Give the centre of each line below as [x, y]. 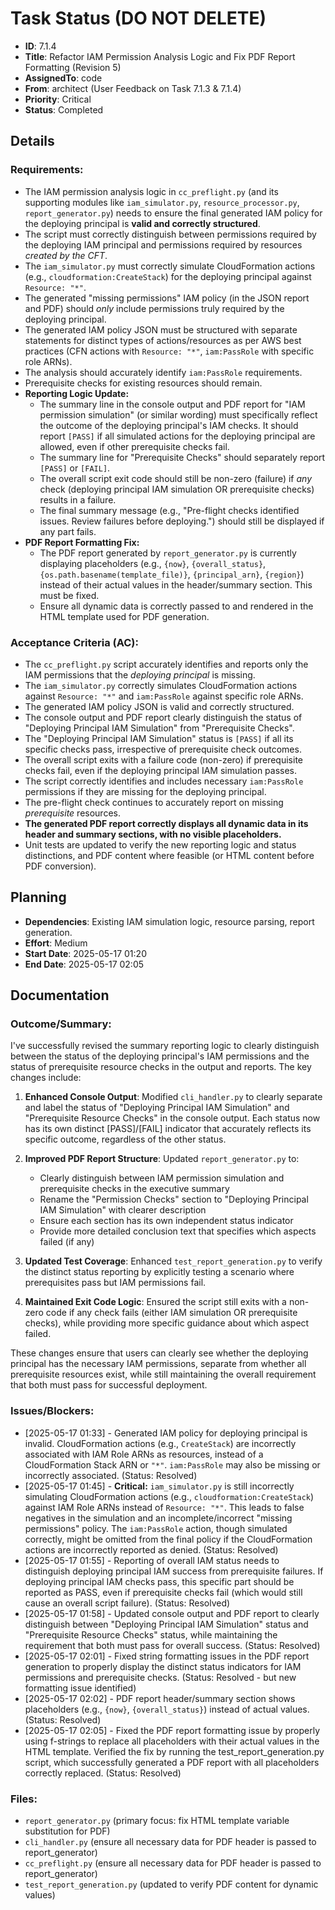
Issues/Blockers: [52, 1411]
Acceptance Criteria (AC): [74, 642]
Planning [38, 897]
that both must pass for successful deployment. [109, 1385]
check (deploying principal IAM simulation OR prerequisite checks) [177, 489]
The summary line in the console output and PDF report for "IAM [172, 404]
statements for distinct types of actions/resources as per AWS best [163, 340]
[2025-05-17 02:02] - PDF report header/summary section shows [160, 1698]
